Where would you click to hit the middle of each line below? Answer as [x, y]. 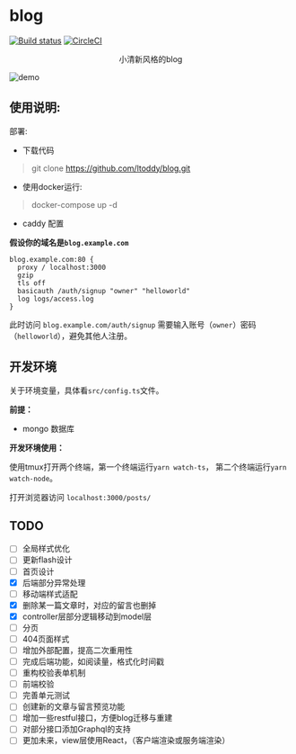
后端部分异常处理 [54, 582]
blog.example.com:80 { [52, 259]
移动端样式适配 [50, 594]
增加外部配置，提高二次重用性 [77, 650]
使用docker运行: [52, 186]
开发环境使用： [37, 447]
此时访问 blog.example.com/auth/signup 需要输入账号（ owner [121, 324]
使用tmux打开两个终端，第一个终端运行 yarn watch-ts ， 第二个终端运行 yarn [148, 467]
